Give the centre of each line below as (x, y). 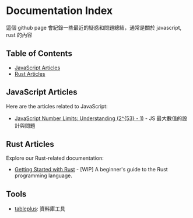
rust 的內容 (19, 35)
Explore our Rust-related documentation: (55, 158)
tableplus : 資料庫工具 (40, 209)
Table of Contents (39, 54)
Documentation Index (59, 11)
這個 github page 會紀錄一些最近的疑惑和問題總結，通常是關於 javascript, (94, 27)
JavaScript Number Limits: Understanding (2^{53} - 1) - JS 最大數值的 (98, 118)
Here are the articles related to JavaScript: (57, 106)
